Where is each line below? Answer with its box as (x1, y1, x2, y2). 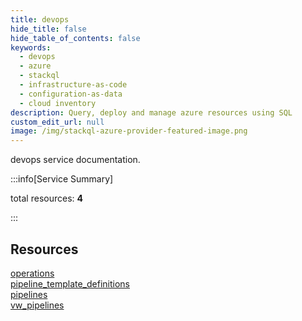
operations (10, 267, 55, 279)
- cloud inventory (19, 98, 97, 108)
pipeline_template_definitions (10, 277, 130, 290)
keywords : (10, 42, 52, 53)
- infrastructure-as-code (19, 80, 128, 90)
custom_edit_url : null (10, 117, 105, 127)
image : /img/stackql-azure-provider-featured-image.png (10, 126, 248, 136)
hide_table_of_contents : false (10, 33, 141, 43)
